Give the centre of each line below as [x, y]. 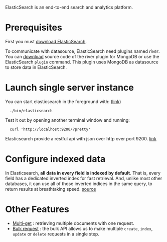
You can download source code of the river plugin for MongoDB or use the [82, 56]
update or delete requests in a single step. [56, 234]
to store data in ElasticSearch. [36, 67]
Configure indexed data [55, 159]
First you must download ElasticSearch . [46, 41]
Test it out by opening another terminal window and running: [68, 120]
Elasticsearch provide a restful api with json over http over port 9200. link [81, 138]
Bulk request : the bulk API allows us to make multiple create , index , [82, 228]
